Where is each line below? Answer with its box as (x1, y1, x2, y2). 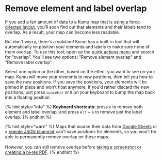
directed (5, 24, 22, 30)
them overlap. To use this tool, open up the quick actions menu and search (5, 49, 154, 55)
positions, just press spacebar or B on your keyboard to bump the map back (5, 89, 155, 95)
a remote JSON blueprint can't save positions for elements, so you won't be (5, 128, 157, 134)
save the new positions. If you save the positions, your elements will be (5, 79, 147, 85)
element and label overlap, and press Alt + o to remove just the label (5, 109, 142, 114)
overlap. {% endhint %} (5, 114, 52, 120)
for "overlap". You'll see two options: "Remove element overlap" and (5, 54, 142, 60)
